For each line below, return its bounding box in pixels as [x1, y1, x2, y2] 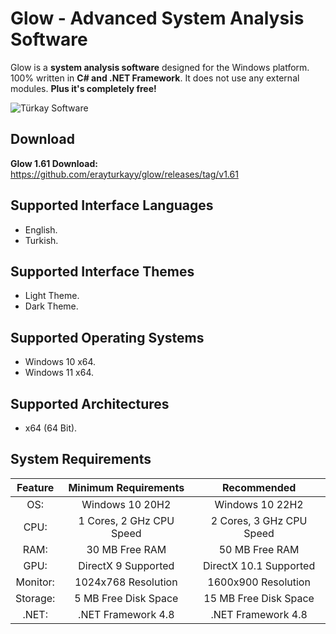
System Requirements [10, 451, 152, 468]
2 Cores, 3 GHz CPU [210, 513, 308, 527]
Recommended [221, 480, 297, 494]
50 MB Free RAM [218, 542, 300, 556]
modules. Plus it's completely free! [10, 82, 157, 94]
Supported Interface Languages [10, 197, 214, 214]
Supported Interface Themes [10, 263, 195, 280]
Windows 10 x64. [24, 356, 97, 368]
